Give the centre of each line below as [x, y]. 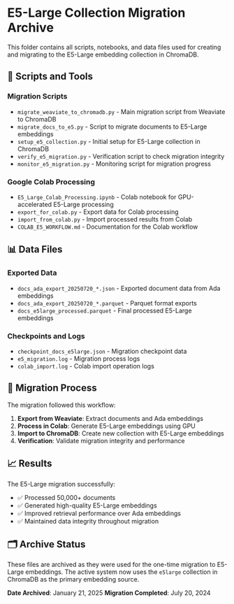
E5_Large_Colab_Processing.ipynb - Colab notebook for [97, 196]
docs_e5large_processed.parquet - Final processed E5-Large [104, 310]
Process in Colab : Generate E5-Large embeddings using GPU [106, 426]
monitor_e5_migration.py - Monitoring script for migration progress [114, 164]
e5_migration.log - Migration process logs [79, 359]
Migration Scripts [37, 96]
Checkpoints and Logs [46, 336]
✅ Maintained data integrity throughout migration [88, 521]
